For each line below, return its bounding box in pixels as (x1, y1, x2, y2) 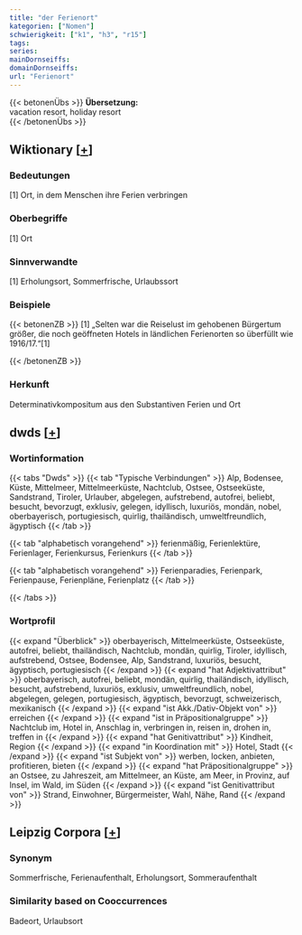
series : (9, 47, 39, 56)
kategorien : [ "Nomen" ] (9, 22, 95, 31)
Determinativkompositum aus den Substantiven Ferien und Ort (9, 398, 242, 409)
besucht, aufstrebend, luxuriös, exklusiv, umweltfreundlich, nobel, (9, 683, 254, 694)
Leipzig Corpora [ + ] (9, 825, 122, 840)
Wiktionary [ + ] (9, 142, 93, 158)
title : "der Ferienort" (9, 13, 99, 23)
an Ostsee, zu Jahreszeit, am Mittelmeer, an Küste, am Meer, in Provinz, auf (9, 770, 290, 781)
